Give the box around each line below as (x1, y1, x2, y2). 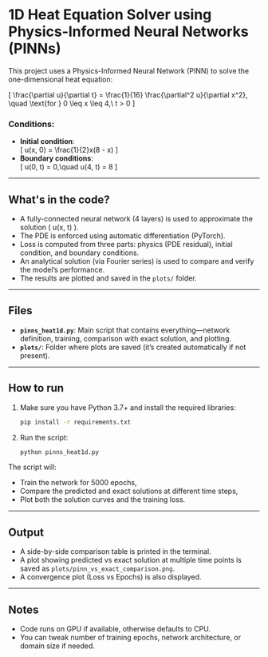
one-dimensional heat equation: (8, 74, 113, 84)
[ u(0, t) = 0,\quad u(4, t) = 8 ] (19, 162, 118, 172)
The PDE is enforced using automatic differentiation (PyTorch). (19, 231, 226, 241)
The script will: (8, 462, 57, 472)
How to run (8, 381, 65, 395)
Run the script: (19, 432, 69, 442)
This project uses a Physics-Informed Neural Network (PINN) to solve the (8, 66, 250, 75)
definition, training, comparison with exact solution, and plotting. (19, 333, 231, 343)
